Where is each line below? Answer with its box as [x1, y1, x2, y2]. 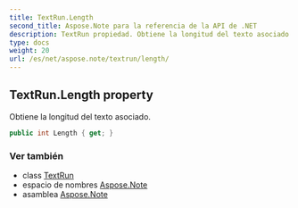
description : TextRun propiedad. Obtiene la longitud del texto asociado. [9, 29, 294, 38]
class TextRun [21, 170, 74, 180]
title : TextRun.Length [9, 12, 94, 22]
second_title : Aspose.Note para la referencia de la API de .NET [9, 21, 257, 30]
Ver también [9, 149, 64, 162]
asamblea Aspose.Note [21, 188, 109, 199]
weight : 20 [9, 46, 50, 55]
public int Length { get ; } [9, 129, 114, 137]
